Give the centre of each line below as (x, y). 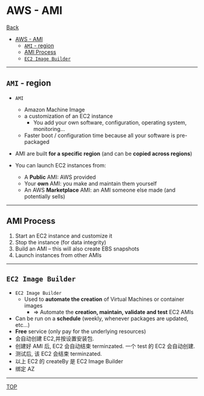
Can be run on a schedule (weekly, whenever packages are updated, (102, 318)
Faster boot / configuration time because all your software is (100, 135)
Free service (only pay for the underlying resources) (80, 332)
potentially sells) (45, 196)
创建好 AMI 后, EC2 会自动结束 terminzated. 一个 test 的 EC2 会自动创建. (105, 346)
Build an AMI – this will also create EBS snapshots (77, 249)
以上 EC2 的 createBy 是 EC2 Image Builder (69, 361)
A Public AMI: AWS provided (60, 177)
